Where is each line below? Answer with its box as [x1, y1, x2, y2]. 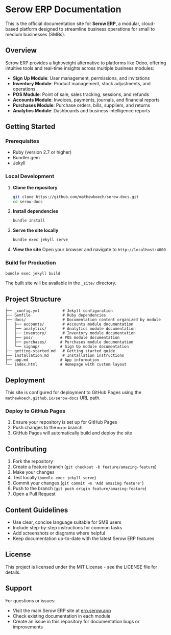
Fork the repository [12, 458, 54, 465]
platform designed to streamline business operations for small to [19, 26, 155, 32]
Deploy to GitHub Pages [5, 407, 65, 414]
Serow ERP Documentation [5, 4, 121, 15]
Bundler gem [12, 155, 40, 161]
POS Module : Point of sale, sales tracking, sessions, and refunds [12, 91, 150, 97]
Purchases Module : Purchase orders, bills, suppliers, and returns [12, 102, 151, 108]
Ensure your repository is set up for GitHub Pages [12, 419, 117, 425]
